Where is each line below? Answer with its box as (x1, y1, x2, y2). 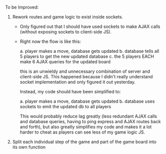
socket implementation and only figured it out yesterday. (19, 79, 136, 85)
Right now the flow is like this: (19, 38, 81, 44)
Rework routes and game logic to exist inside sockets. (12, 14, 123, 19)
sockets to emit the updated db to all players (19, 104, 111, 109)
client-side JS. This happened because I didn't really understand (19, 74, 153, 79)
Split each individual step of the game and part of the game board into (12, 139, 157, 145)
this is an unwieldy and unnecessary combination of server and (19, 68, 151, 74)
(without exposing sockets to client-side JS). (19, 29, 112, 34)
